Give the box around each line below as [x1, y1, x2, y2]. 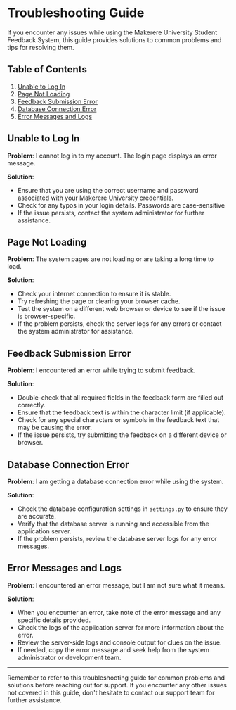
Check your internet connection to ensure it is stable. [17, 290, 171, 298]
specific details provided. [17, 616, 91, 624]
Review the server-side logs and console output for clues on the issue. [17, 638, 223, 647]
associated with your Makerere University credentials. [17, 194, 174, 202]
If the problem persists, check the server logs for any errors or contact [17, 319, 222, 328]
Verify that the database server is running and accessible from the [17, 519, 209, 528]
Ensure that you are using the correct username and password [17, 186, 199, 194]
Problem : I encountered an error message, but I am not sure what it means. [7, 581, 225, 589]
